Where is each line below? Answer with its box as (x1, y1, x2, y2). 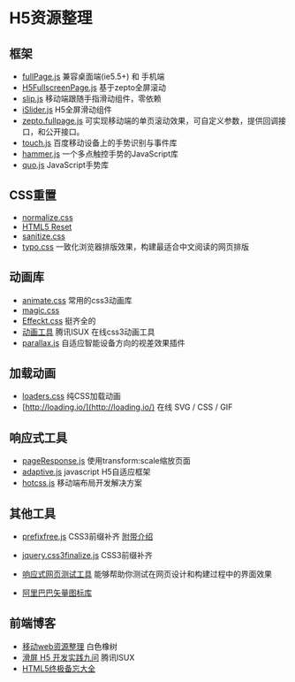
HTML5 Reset (21, 221, 72, 232)
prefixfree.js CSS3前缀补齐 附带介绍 (21, 532, 154, 542)
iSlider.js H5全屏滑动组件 (21, 104, 112, 115)
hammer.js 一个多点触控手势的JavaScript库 (21, 149, 179, 159)
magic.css (21, 304, 60, 315)
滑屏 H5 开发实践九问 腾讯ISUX (21, 652, 135, 663)
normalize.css (21, 211, 73, 222)
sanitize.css (21, 231, 66, 241)
